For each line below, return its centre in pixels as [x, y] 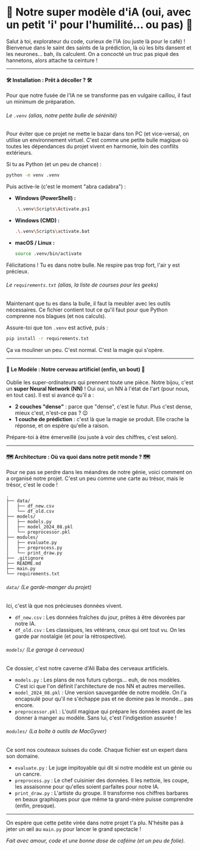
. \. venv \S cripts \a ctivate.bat [52, 232]
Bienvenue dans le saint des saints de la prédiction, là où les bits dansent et [99, 48]
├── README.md [24, 563]
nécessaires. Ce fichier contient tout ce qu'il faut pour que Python [87, 310]
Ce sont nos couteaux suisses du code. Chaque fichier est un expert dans [97, 749]
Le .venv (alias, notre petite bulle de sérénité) [62, 115]
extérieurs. [19, 153]
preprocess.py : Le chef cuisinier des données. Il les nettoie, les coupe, [102, 780]
